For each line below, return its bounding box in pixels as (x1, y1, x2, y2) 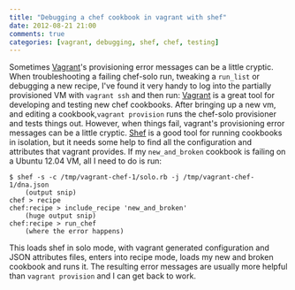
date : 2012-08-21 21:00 (9, 21, 97, 30)
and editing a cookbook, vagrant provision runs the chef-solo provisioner (9, 109, 276, 119)
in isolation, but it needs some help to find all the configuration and (9, 137, 253, 148)
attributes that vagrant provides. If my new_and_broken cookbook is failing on (9, 147, 286, 157)
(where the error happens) (25, 227, 125, 236)
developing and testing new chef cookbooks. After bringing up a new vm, (9, 99, 276, 111)
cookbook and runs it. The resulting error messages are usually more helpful (9, 262, 288, 272)
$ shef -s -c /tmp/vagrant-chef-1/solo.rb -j (9, 173, 179, 182)
